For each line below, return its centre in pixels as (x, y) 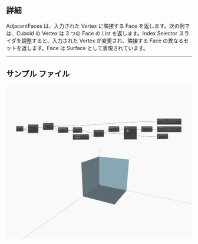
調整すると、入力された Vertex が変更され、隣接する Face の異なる (103, 41)
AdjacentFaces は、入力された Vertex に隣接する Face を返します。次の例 (95, 26)
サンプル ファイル (38, 74)
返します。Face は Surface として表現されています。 (85, 48)
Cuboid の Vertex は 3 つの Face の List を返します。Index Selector (97, 33)
